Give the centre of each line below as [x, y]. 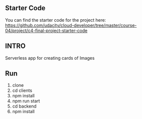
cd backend [24, 106]
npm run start [26, 101]
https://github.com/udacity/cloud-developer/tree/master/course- [71, 25]
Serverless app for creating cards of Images [50, 58]
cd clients [22, 90]
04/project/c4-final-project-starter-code [46, 30]
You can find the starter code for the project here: [55, 20]
